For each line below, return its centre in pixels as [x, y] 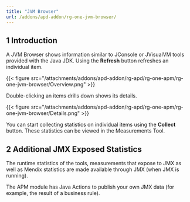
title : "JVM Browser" [33, 11]
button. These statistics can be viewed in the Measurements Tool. [86, 131]
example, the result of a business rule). [53, 193]
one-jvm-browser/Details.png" [43, 113]
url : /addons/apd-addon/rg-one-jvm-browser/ [61, 17]
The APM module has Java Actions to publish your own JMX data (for [90, 187]
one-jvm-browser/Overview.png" [46, 85]
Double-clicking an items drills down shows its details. [72, 96]
